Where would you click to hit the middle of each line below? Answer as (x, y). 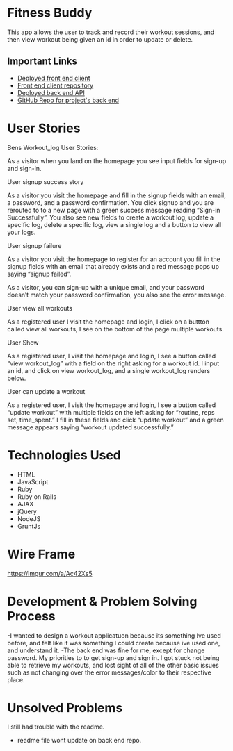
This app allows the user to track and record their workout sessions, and (111, 32)
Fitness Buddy (50, 13)
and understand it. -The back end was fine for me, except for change (106, 650)
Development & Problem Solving (102, 601)
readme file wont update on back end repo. (79, 741)
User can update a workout (46, 391)
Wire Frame (41, 554)
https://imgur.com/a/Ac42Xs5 (50, 573)
